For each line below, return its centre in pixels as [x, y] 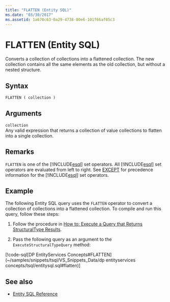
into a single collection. [30, 135]
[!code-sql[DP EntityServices [36, 255]
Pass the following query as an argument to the [62, 239]
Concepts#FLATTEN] [89, 255]
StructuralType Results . [37, 229]
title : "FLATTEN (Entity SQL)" [38, 10]
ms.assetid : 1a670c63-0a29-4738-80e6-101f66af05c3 [60, 19]
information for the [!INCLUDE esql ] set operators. [57, 175]
